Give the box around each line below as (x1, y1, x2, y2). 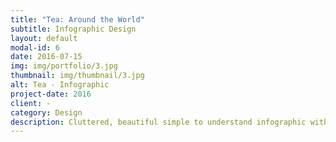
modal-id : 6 (10, 42, 60, 53)
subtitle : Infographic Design (10, 24, 137, 34)
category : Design (10, 107, 83, 118)
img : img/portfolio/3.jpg (10, 61, 118, 71)
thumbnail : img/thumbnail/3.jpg (10, 71, 145, 81)
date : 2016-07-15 (10, 52, 83, 62)
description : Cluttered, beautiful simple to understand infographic (10, 117, 307, 127)
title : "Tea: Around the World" (10, 14, 145, 25)
